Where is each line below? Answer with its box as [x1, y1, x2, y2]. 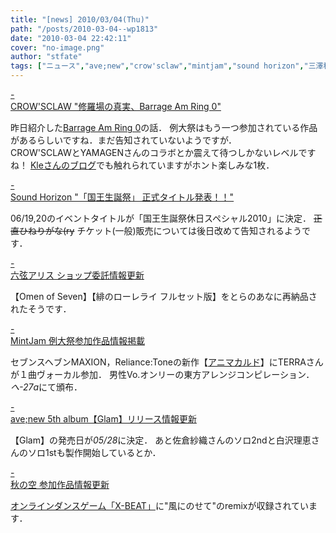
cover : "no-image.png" [10, 42, 105, 53]
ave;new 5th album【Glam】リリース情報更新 [10, 413, 197, 425]
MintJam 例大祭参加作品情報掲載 [10, 335, 145, 346]
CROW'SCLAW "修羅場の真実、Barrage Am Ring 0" [10, 101, 222, 112]
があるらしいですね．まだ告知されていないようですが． [10, 134, 238, 146]
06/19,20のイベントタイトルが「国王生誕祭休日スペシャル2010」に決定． [10, 212, 312, 224]
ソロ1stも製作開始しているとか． [27, 447, 162, 458]
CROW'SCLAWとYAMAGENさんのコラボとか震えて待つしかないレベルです [10, 147, 317, 158]
